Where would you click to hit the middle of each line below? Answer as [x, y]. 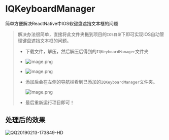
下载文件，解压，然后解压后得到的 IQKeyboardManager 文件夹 [87, 51]
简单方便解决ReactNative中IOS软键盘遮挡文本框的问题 [62, 23]
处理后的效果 [25, 120]
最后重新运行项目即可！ [50, 102]
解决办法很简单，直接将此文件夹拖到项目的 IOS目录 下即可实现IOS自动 [89, 34]
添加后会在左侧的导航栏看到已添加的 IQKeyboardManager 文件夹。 [91, 82]
